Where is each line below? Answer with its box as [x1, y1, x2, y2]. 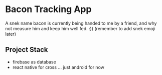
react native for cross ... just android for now [12, 64, 104, 70]
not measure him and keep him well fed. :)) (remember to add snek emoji [5, 25, 155, 31]
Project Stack [5, 45, 49, 54]
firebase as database [12, 59, 56, 65]
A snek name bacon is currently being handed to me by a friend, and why [5, 20, 157, 26]
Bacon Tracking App [5, 4, 92, 15]
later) [5, 31, 17, 37]
